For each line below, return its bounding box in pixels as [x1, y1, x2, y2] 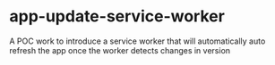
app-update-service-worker [9, 6, 226, 27]
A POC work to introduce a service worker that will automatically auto [9, 36, 266, 46]
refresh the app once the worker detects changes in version [9, 45, 231, 55]
